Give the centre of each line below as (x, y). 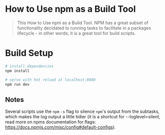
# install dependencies (30, 66)
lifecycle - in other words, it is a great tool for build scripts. (76, 33)
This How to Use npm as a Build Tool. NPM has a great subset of (83, 23)
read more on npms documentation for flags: (50, 122)
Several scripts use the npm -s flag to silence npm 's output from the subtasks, (82, 111)
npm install (17, 71)
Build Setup (29, 53)
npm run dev (17, 84)
